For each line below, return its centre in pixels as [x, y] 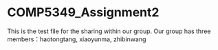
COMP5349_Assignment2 [83, 12]
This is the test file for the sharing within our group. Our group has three [109, 31]
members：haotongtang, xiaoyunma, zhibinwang [77, 39]
